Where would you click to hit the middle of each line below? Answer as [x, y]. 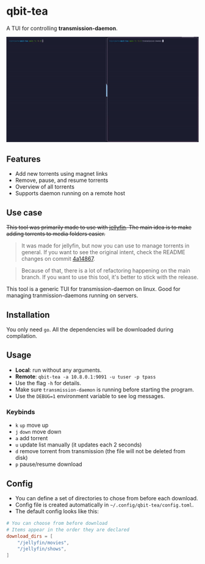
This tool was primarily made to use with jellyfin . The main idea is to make [99, 227]
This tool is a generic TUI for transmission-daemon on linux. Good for [94, 289]
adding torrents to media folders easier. [56, 234]
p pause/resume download [49, 464]
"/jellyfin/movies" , [43, 543]
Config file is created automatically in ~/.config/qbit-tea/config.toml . [104, 505]
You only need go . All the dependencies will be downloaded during [90, 329]
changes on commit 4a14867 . [58, 259]
